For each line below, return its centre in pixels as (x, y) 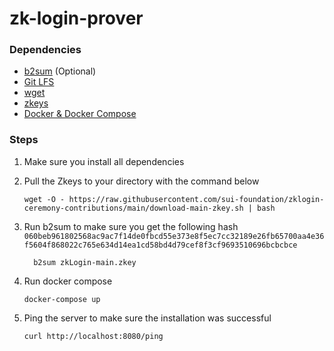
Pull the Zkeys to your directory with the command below (141, 181)
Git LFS (39, 82)
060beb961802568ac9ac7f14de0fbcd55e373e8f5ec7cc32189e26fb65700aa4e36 (174, 236)
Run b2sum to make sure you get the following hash (131, 226)
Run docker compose (68, 281)
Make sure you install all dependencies (104, 161)
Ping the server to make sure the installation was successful (147, 318)
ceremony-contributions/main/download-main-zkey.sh (133, 208)
